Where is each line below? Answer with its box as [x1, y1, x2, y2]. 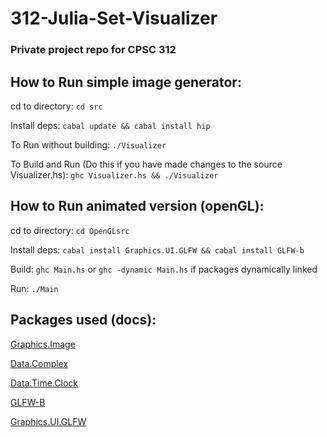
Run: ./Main [10, 282, 59, 294]
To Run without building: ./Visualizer [10, 138, 167, 151]
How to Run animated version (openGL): [10, 198, 265, 215]
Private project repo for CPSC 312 [10, 43, 177, 57]
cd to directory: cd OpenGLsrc [10, 224, 130, 236]
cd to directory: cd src [10, 100, 103, 112]
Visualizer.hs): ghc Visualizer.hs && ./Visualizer [10, 168, 219, 181]
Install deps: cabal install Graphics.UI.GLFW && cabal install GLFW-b [10, 243, 305, 256]
